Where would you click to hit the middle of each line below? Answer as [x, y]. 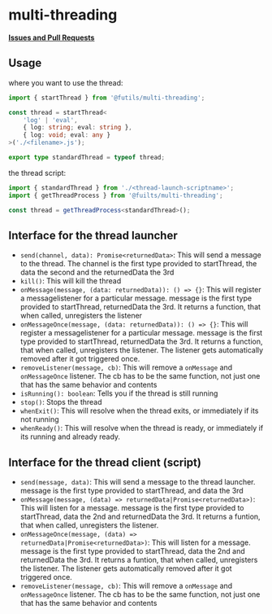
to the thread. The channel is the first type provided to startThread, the [138, 264]
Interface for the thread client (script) [105, 462]
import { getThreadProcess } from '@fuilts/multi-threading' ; [116, 195]
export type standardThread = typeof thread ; [86, 157]
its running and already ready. [70, 436]
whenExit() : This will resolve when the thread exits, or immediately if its [139, 411]
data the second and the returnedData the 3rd [97, 272]
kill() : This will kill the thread [71, 281]
